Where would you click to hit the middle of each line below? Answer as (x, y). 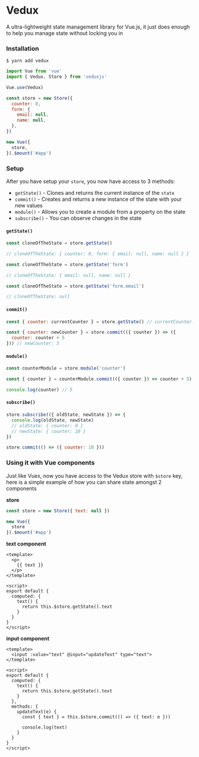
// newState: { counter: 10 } (49, 431)
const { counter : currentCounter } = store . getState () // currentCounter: (100, 321)
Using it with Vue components (50, 463)
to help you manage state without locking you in (65, 33)
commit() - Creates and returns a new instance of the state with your (98, 199)
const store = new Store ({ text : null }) (58, 511)
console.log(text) (44, 728)
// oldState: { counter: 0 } (47, 425)
